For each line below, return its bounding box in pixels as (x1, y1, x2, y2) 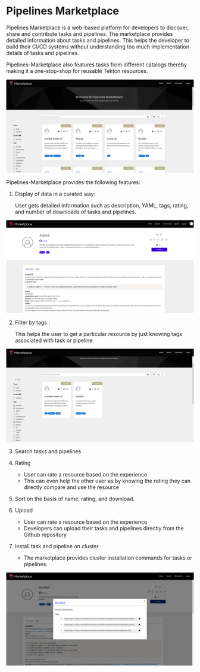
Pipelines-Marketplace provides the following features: (6, 178, 141, 186)
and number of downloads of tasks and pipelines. (14, 208, 137, 215)
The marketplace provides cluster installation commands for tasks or (23, 554, 192, 561)
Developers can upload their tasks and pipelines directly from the (23, 525, 185, 532)
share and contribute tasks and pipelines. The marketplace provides (6, 30, 173, 37)
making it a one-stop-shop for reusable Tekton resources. (6, 67, 148, 74)
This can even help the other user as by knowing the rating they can (23, 477, 191, 485)
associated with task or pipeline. (14, 337, 94, 344)
